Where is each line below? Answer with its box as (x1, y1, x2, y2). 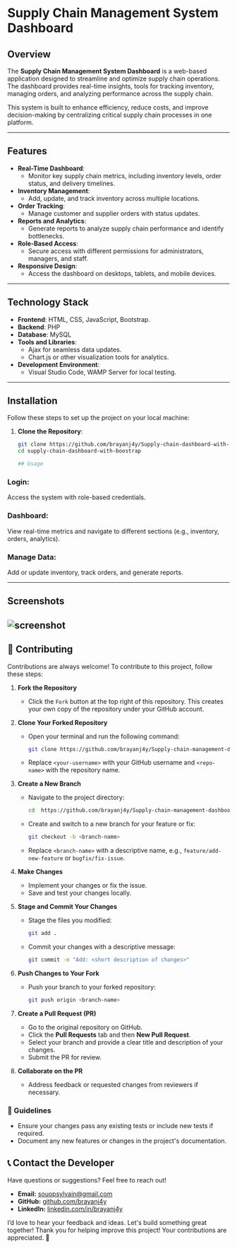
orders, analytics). (7, 534, 60, 542)
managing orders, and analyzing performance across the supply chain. (7, 90, 213, 98)
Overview (7, 48, 51, 60)
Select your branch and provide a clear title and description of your (28, 1038, 224, 1046)
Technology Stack (7, 296, 89, 308)
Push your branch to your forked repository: (28, 982, 157, 991)
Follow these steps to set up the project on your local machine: (7, 414, 190, 422)
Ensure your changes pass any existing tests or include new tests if (17, 1122, 214, 1130)
